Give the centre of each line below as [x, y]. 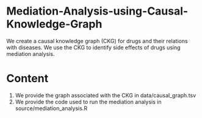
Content [27, 79]
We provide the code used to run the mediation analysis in [88, 102]
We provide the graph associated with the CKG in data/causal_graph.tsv [106, 95]
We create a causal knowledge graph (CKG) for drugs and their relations [97, 41]
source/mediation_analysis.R [51, 108]
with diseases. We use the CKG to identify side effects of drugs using [94, 47]
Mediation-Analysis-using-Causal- [97, 11]
